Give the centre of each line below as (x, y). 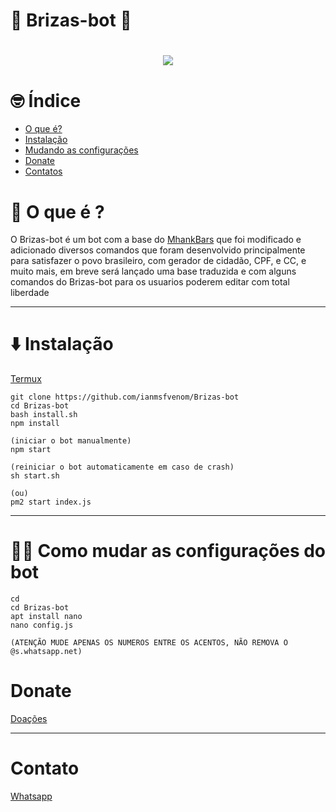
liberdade (30, 293)
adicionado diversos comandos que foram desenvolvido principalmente (158, 250)
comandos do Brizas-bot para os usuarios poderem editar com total (150, 282)
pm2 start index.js (51, 502)
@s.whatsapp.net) (46, 652)
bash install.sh (44, 415)
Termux (26, 379)
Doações (29, 719)
